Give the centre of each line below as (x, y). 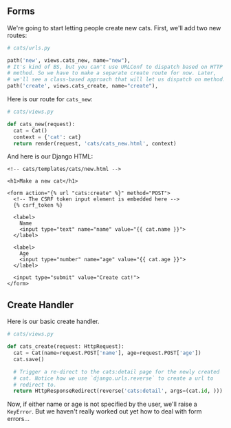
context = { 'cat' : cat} (47, 137)
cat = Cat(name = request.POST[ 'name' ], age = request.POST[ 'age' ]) (107, 353)
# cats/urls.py (29, 48)
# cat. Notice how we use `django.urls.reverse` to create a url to (113, 378)
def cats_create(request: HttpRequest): (66, 347)
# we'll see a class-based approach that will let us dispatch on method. (117, 80)
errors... (18, 419)
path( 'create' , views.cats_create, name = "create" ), (82, 86)
